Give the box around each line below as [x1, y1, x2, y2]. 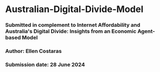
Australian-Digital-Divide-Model [5, 4, 143, 15]
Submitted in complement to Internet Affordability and [5, 22, 140, 29]
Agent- [137, 28, 155, 35]
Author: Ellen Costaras [5, 48, 62, 55]
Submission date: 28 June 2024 [5, 61, 85, 68]
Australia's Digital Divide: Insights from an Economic [5, 28, 137, 35]
